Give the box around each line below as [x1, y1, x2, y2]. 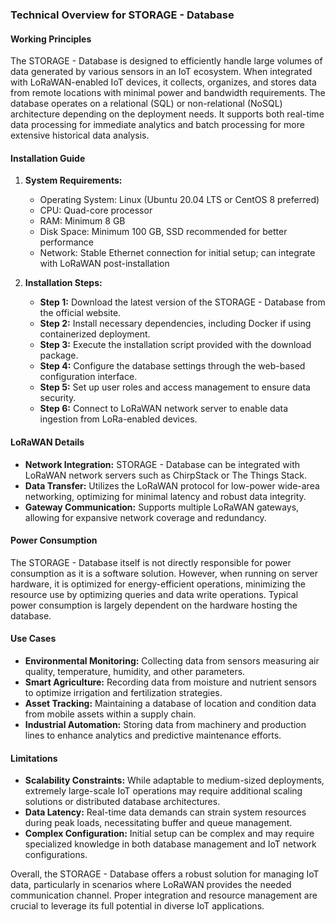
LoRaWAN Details [10, 436, 85, 448]
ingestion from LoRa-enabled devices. [39, 413, 198, 425]
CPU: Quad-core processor [39, 204, 153, 217]
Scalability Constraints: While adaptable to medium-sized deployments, [24, 774, 325, 787]
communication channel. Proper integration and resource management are [10, 889, 318, 902]
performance [39, 236, 95, 248]
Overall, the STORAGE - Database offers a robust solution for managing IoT [10, 868, 320, 880]
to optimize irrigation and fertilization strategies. [24, 686, 223, 698]
